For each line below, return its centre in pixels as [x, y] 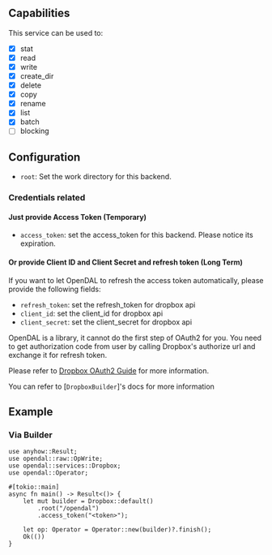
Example [31, 412]
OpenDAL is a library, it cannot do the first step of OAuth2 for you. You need [135, 338]
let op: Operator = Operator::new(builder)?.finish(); [117, 530]
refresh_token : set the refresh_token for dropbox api [108, 304]
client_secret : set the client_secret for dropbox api [106, 322]
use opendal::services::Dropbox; [65, 466]
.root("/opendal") [68, 509]
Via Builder [30, 435]
